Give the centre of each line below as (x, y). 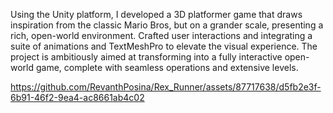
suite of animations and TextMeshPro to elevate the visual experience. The (164, 46)
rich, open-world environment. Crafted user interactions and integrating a (161, 35)
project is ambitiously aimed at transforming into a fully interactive (146, 57)
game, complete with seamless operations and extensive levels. (167, 67)
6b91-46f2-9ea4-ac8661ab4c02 (77, 97)
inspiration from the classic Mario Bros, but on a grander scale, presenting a (167, 25)
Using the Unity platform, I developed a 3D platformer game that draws (156, 14)
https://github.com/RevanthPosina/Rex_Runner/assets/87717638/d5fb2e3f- (166, 87)
